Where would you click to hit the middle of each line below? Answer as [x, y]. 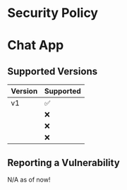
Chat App [36, 46]
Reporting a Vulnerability [64, 163]
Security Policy [53, 13]
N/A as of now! [29, 179]
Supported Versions [52, 71]
